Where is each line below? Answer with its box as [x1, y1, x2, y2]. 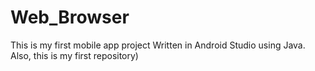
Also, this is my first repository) [10, 49, 139, 61]
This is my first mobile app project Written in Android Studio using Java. [10, 39, 306, 51]
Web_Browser [10, 6, 130, 29]
